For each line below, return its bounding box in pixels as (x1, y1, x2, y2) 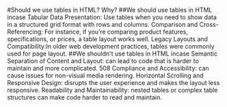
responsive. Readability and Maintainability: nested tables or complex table (7, 86, 218, 94)
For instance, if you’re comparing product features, (44, 27, 188, 36)
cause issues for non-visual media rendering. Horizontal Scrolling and (7, 71, 204, 80)
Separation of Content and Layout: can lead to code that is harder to (7, 57, 200, 64)
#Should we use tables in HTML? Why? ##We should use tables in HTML (7, 6, 213, 14)
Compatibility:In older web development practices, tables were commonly (7, 43, 215, 50)
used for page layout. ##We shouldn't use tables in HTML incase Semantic (7, 49, 217, 58)
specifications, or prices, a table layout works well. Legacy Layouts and (7, 35, 209, 43)
